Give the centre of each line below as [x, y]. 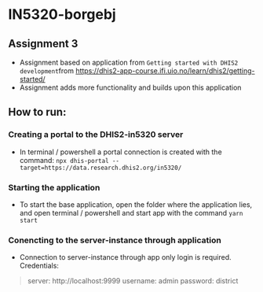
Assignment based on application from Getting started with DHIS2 [129, 62]
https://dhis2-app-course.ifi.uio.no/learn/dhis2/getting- [165, 71]
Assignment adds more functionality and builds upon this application [130, 87]
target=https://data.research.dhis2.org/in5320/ [100, 168]
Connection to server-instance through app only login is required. [125, 257]
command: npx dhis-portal [64, 160]
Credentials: [39, 266]
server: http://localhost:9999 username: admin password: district [133, 281]
